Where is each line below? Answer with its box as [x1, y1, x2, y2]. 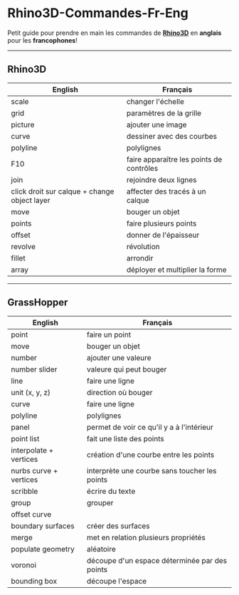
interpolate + [11, 445, 54, 455]
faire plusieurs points [126, 218, 197, 228]
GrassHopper [7, 297, 68, 309]
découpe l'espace [86, 576, 147, 586]
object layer [11, 195, 51, 205]
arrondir [126, 253, 154, 263]
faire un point [86, 330, 132, 339]
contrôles [126, 163, 159, 173]
